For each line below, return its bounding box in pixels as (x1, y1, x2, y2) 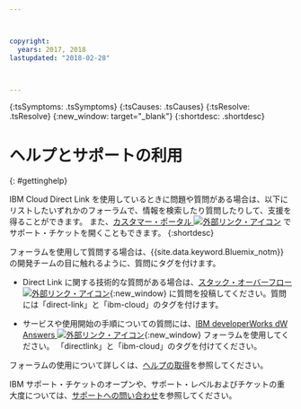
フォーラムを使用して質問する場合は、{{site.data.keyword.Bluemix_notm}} (9, 247, 285, 257)
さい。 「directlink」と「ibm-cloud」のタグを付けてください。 (30, 341, 262, 352)
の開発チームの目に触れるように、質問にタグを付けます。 (9, 257, 221, 269)
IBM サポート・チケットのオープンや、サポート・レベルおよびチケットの (9, 379, 278, 390)
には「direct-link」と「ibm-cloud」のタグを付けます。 (22, 300, 224, 310)
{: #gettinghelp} (9, 176, 68, 187)
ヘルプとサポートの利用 (9, 145, 183, 166)
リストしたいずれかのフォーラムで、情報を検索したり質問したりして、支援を (9, 205, 292, 216)
